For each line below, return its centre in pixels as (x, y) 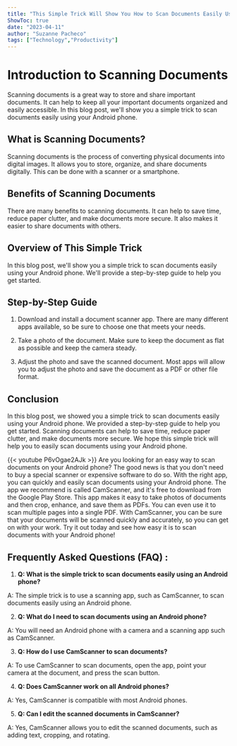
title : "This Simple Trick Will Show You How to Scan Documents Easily (115, 14)
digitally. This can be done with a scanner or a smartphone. (93, 171)
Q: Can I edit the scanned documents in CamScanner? (98, 713)
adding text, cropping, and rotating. (59, 735)
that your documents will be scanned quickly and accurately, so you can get (118, 520)
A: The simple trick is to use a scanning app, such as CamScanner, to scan (116, 595)
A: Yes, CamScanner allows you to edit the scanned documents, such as (113, 727)
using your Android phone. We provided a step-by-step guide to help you (114, 424)
